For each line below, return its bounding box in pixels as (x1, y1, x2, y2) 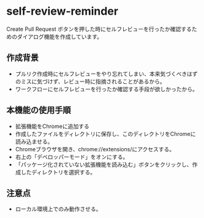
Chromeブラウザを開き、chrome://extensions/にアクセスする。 (15, 145, 175, 152)
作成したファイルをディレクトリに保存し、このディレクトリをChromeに (15, 130, 196, 137)
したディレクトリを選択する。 (20, 168, 96, 176)
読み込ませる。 (15, 138, 53, 145)
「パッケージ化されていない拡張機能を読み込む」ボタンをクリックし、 (15, 160, 193, 168)
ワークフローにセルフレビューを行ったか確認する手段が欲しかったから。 (15, 85, 198, 92)
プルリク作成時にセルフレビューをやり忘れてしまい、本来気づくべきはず (15, 70, 198, 77)
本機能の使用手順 (6, 105, 71, 116)
